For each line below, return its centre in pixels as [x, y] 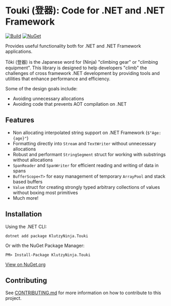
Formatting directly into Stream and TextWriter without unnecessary [84, 143]
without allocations [33, 160]
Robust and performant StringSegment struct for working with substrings [89, 154]
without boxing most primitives [45, 193]
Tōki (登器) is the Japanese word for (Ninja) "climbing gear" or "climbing [82, 62]
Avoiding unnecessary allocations [48, 99]
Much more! [25, 198]
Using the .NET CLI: [26, 226]
